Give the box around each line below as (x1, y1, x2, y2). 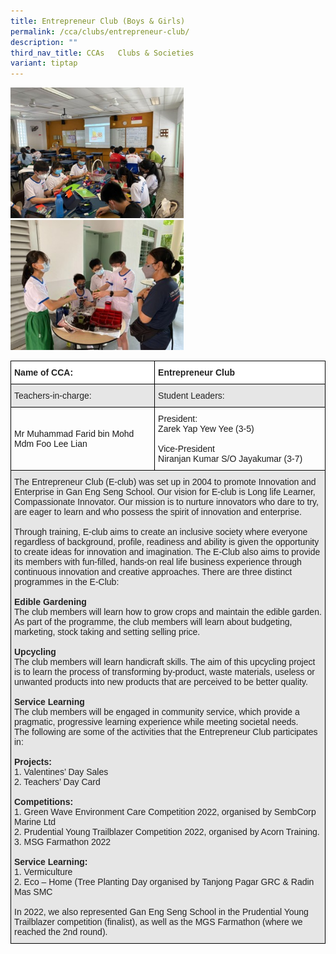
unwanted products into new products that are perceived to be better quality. (14, 676, 308, 687)
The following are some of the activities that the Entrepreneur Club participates (14, 726, 318, 737)
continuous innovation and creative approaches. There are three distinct (14, 566, 293, 577)
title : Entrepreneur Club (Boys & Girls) (10, 16, 186, 26)
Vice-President (158, 443, 215, 454)
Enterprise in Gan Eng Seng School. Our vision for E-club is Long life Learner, (14, 486, 316, 497)
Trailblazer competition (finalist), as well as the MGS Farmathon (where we (14, 916, 303, 927)
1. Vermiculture (14, 866, 73, 877)
